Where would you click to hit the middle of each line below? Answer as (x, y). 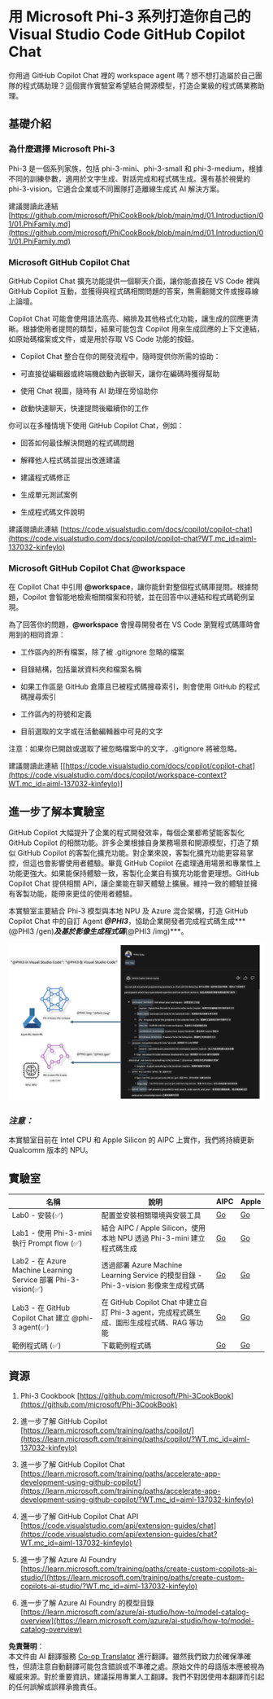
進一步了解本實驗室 (56, 811)
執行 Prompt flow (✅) (47, 1243)
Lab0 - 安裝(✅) (37, 1215)
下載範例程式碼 (126, 1345)
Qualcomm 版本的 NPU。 (50, 1150)
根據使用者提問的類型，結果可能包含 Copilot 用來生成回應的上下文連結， (143, 328)
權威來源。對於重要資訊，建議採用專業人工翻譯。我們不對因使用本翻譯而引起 (136, 1677)
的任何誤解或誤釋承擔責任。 (55, 1687)
